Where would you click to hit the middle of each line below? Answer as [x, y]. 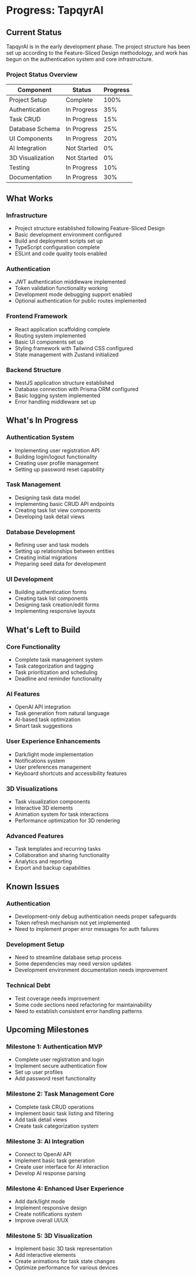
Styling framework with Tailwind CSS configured [74, 348]
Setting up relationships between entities [65, 551]
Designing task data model [47, 498]
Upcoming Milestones [47, 1030]
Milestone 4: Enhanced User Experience [65, 1188]
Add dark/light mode [40, 1201]
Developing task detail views [49, 516]
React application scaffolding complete [62, 329]
